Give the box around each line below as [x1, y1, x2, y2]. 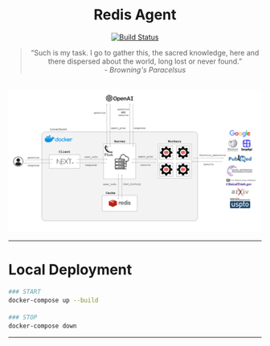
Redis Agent [93, 6, 177, 24]
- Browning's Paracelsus [104, 64, 186, 74]
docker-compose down [8, 322, 78, 330]
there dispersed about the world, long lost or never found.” [47, 56, 243, 66]
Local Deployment [8, 260, 133, 278]
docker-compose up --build [8, 296, 99, 305]
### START [8, 288, 42, 296]
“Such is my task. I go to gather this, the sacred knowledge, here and [31, 47, 260, 57]
